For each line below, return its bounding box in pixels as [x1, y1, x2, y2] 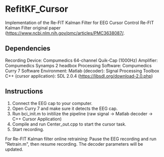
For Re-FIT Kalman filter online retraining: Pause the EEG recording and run [5, 136, 157, 142]
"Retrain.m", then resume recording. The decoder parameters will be [5, 141, 143, 147]
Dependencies [5, 44, 50, 52]
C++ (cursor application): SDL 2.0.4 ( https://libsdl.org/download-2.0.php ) [5, 73, 153, 79]
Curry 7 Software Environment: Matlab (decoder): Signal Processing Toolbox [5, 68, 160, 74]
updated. [5, 146, 23, 152]
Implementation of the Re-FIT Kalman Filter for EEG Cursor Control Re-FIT [5, 20, 154, 26]
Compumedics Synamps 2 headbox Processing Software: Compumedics [5, 62, 152, 68]
